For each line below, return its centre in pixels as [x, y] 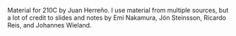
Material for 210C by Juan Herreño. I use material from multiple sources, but [118, 10]
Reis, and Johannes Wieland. [49, 25]
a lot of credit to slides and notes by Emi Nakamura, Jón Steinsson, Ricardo [117, 18]
